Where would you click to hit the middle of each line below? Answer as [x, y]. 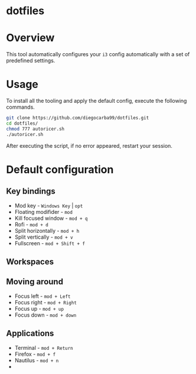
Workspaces [30, 261]
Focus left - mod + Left [43, 296]
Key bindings [31, 191]
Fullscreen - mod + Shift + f [50, 243]
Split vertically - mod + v [44, 237]
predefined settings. [31, 61]
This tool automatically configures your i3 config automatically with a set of [98, 54]
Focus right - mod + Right [45, 302]
